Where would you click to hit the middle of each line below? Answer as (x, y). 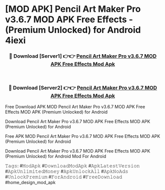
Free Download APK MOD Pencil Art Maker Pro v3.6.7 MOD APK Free (75, 106)
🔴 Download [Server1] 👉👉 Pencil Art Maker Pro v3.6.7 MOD (83, 56)
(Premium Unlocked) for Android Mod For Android (56, 156)
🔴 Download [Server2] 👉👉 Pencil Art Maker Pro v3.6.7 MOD (83, 88)
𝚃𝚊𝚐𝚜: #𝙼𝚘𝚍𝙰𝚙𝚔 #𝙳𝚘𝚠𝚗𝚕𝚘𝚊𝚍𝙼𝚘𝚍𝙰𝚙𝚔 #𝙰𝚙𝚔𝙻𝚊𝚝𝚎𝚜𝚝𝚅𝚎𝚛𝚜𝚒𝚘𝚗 (73, 165)
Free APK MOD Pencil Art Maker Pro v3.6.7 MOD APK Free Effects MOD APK (83, 136)
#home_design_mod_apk (30, 182)
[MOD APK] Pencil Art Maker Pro (73, 9)
